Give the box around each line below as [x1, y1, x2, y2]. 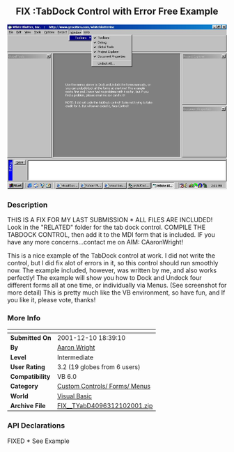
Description [7, 200, 48, 210]
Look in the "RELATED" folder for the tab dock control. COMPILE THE [7, 223, 206, 232]
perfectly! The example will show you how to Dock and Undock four [7, 274, 202, 282]
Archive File [10, 401, 46, 410]
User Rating [10, 362, 45, 371]
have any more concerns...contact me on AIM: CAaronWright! [7, 238, 183, 247]
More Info [7, 313, 41, 323]
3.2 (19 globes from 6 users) [56, 362, 141, 371]
